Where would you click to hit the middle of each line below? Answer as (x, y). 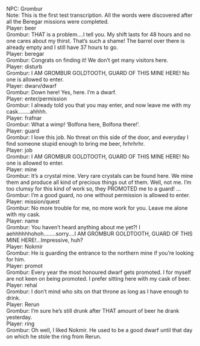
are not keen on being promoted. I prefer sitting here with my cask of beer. (99, 279)
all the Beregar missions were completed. (58, 21)
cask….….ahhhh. (27, 112)
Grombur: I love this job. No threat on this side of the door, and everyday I (97, 137)
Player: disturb (24, 67)
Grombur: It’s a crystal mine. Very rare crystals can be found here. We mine (100, 176)
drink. (14, 298)
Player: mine (22, 169)
